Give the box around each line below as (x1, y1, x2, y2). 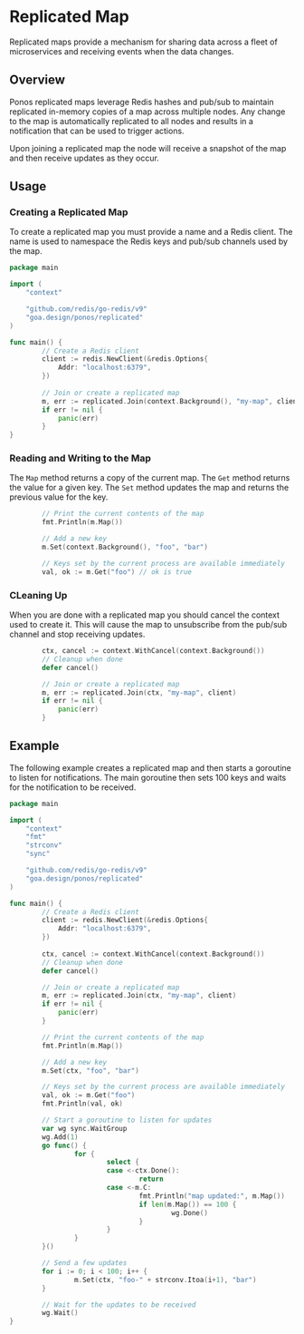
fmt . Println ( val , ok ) (42, 1099, 124, 1108)
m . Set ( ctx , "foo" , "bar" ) (42, 1066, 140, 1076)
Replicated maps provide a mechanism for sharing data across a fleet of (9, 36, 278, 47)
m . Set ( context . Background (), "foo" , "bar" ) (42, 542, 208, 552)
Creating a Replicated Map (9, 206, 128, 219)
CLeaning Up (9, 589, 68, 601)
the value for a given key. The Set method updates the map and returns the (9, 482, 290, 493)
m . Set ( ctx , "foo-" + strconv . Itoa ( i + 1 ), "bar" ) (73, 1275, 257, 1284)
